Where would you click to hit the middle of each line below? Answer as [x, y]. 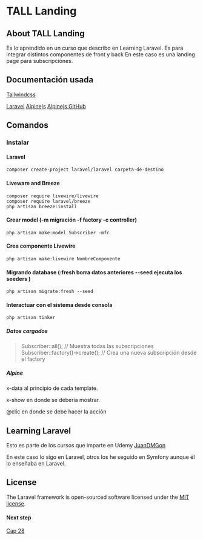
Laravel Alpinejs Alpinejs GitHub [46, 106]
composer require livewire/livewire [52, 196]
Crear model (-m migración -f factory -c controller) [72, 220]
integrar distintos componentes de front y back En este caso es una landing [101, 54]
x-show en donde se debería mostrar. [53, 400]
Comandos [27, 125]
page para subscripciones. [40, 61]
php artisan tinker [31, 318]
